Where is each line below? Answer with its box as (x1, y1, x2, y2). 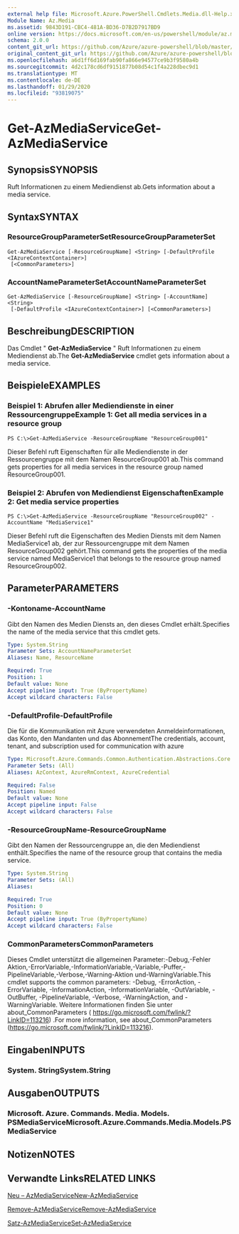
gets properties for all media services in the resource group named (7, 462, 204, 471)
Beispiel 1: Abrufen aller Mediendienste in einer (7, 401, 174, 411)
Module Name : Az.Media (7, 17, 75, 24)
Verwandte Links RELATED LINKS (7, 1172, 156, 1184)
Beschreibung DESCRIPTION (7, 325, 135, 337)
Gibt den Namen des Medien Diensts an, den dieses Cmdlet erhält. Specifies (7, 619, 230, 628)
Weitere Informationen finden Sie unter (59, 1001, 173, 1009)
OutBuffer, (7, 993, 38, 1001)
